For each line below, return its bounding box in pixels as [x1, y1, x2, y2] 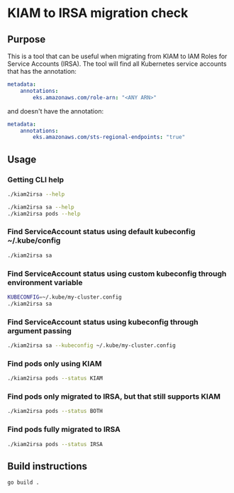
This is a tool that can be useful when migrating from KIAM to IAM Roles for [7, 52, 228, 60]
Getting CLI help [7, 175, 65, 184]
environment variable [7, 277, 83, 287]
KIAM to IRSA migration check [7, 5, 189, 21]
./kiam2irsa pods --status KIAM [7, 375, 103, 382]
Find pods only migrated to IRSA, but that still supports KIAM [7, 392, 221, 401]
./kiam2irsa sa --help [7, 204, 74, 211]
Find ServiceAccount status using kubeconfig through [7, 317, 199, 327]
